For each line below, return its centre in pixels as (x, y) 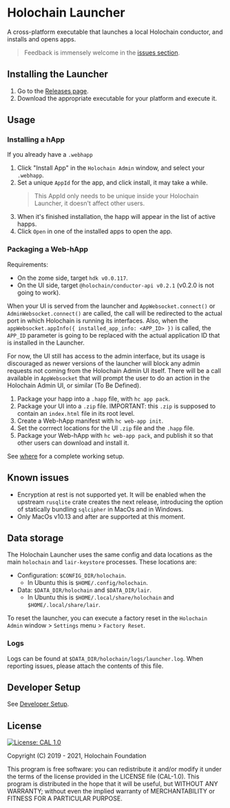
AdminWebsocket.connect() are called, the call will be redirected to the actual (115, 313)
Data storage (35, 538)
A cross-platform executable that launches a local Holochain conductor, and (115, 32)
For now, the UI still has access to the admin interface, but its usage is (106, 356)
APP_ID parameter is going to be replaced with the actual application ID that (114, 335)
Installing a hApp (36, 140)
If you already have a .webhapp (50, 155)
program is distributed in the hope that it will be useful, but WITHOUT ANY (113, 784)
